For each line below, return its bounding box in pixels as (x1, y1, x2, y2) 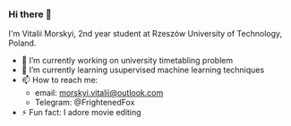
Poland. (8, 38, 37, 48)
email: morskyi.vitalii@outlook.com (34, 88, 164, 98)
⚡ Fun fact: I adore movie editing (21, 107, 141, 118)
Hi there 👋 (8, 8, 53, 21)
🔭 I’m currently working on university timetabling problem (21, 55, 234, 66)
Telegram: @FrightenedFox (34, 97, 135, 108)
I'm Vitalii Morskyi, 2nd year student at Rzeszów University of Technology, (8, 29, 283, 39)
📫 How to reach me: (21, 75, 98, 86)
